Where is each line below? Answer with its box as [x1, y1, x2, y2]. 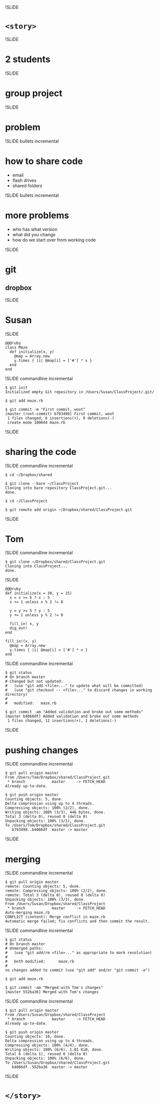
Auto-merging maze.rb [5, 910, 50, 915]
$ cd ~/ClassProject [5, 498, 48, 503]
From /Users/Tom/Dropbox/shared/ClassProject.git [5, 775, 110, 780]
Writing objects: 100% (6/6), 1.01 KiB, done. [5, 1047, 103, 1052]
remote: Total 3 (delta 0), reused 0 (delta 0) [5, 893, 106, 898]
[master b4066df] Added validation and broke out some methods [5, 714, 139, 719]
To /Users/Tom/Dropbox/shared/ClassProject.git [5, 823, 106, 828]
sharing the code [5, 446, 77, 458]
